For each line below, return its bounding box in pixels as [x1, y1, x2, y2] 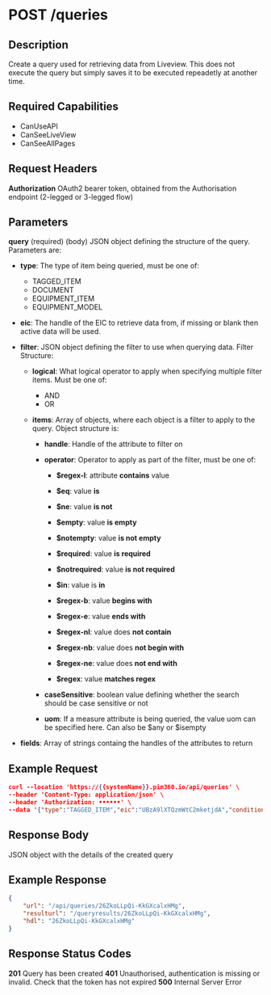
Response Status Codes [8, 947, 131, 961]
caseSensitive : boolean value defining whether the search [44, 689, 240, 700]
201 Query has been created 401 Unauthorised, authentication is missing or [8, 968, 261, 978]
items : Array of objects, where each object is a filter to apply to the [31, 415, 256, 425]
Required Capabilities [8, 99, 119, 114]
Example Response [8, 873, 106, 887]
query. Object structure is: [31, 424, 119, 433]
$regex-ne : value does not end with [56, 659, 177, 668]
